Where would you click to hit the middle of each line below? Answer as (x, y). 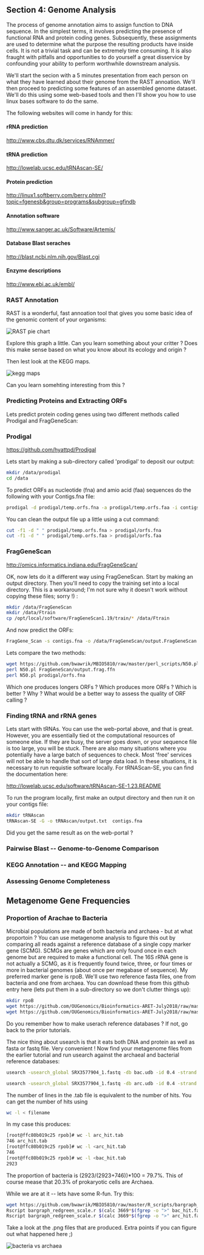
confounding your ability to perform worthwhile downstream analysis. (93, 63)
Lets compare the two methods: (46, 653)
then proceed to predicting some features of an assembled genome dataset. (102, 88)
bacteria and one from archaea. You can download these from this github (98, 983)
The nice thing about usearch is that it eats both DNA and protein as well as (101, 1042)
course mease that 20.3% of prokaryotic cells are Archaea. (80, 1182)
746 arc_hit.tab (27, 1141)
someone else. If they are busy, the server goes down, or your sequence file (102, 742)
